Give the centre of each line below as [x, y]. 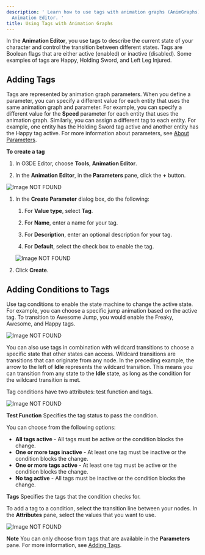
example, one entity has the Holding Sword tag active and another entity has [103, 127]
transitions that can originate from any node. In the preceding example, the [100, 360]
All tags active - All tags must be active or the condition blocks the [99, 439]
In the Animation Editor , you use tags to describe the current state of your [100, 41]
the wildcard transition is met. [44, 380]
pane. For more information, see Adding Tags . [64, 545]
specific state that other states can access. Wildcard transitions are [91, 354]
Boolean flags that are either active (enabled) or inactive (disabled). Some [99, 54]
